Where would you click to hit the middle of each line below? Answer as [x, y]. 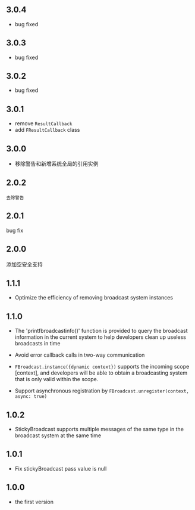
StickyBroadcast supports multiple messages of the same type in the [99, 429]
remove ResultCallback [43, 123]
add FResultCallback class [47, 130]
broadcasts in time [37, 344]
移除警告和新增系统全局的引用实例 [56, 164]
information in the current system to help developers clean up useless [100, 337]
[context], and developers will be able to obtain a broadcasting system [101, 373]
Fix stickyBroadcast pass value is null [61, 468]
